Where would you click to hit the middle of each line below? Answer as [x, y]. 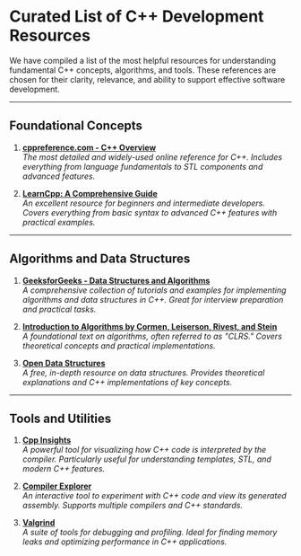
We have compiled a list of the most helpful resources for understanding [142, 60]
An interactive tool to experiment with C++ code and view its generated [154, 496]
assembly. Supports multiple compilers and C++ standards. [133, 506]
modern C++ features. [64, 469]
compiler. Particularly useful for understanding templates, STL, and [146, 459]
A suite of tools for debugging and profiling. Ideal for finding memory [150, 533]
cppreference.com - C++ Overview [89, 147]
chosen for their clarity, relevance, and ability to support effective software [147, 79]
